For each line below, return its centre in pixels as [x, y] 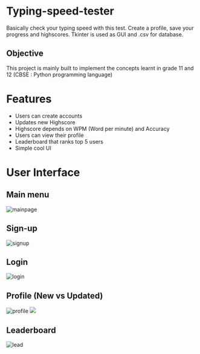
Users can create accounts [49, 116]
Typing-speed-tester [60, 11]
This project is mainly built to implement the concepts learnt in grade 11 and [100, 68]
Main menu [28, 195]
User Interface [43, 172]
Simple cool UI [33, 148]
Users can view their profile [49, 135]
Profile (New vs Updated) [55, 296]
